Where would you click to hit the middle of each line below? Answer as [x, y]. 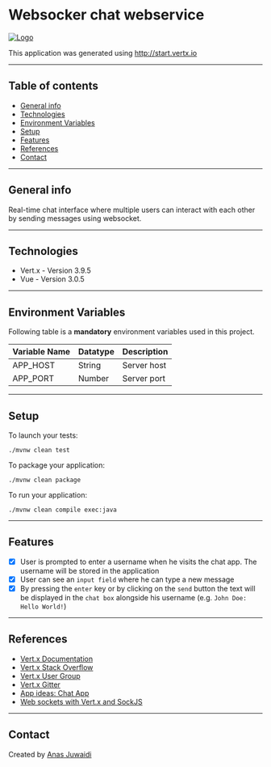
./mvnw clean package [45, 480]
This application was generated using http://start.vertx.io [103, 53]
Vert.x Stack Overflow [56, 667]
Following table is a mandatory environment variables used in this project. [132, 332]
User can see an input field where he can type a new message [127, 579]
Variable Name [42, 352]
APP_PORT [33, 379]
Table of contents [53, 86]
